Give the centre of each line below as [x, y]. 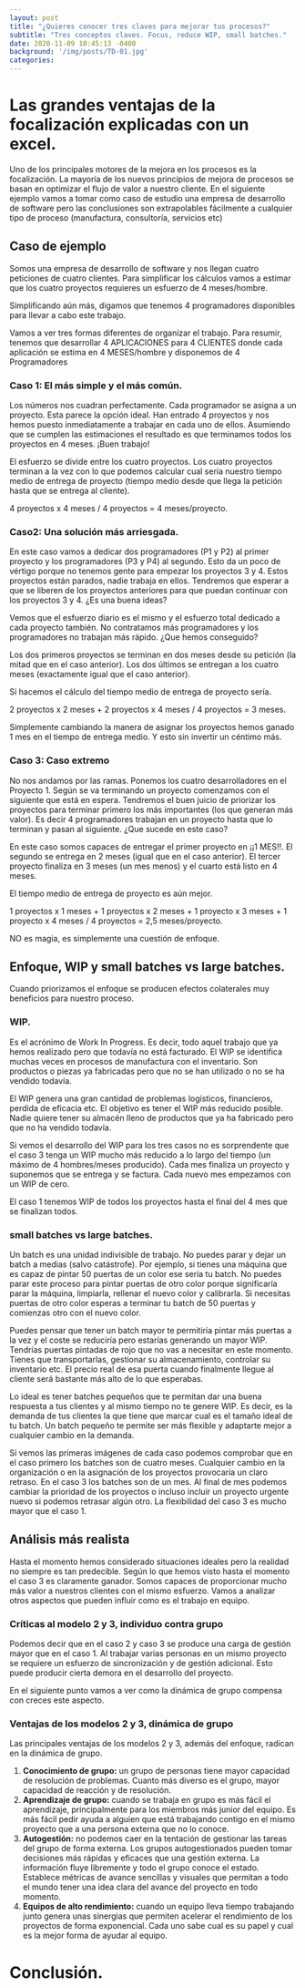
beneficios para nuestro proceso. [72, 998]
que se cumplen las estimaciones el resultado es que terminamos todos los [151, 435]
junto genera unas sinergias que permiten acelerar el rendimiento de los [158, 1916]
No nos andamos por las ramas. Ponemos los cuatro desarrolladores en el [148, 780]
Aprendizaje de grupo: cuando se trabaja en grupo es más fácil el [147, 1800]
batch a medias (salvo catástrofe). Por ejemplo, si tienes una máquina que [148, 1264]
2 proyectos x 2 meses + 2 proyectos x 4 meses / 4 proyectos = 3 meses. [148, 710]
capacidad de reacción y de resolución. [97, 1790]
